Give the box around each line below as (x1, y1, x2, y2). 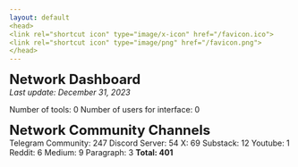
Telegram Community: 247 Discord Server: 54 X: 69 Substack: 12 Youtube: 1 (9, 138, 291, 148)
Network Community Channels (9, 121, 211, 139)
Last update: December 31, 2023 (9, 87, 132, 98)
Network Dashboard (9, 71, 141, 88)
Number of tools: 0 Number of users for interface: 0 (9, 104, 200, 115)
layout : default (9, 13, 70, 22)
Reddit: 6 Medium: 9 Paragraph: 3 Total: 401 (9, 147, 174, 158)
